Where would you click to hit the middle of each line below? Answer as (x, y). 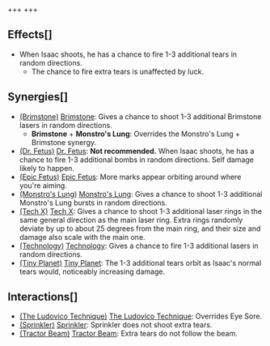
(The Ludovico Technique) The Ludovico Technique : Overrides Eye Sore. (141, 316)
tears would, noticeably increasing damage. (92, 271)
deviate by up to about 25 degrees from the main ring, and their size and (140, 229)
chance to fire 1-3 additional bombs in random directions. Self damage (136, 160)
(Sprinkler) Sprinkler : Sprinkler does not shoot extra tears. (116, 325)
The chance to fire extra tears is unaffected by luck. (117, 71)
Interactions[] (43, 297)
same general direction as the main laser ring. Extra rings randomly (131, 220)
